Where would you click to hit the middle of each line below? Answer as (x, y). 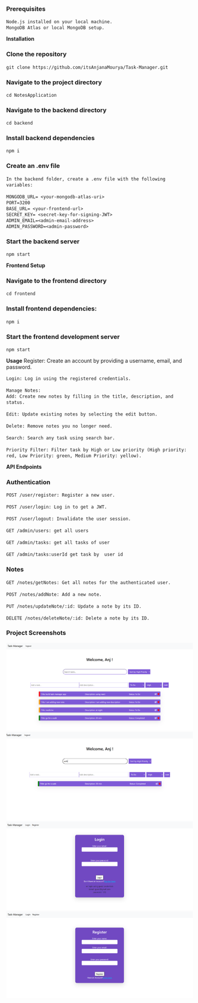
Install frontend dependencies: (52, 309)
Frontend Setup (26, 265)
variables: (20, 185)
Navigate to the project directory (54, 82)
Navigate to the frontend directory (56, 281)
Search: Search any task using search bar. (61, 438)
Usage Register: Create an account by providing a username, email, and (94, 360)
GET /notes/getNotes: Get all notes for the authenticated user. (88, 583)
